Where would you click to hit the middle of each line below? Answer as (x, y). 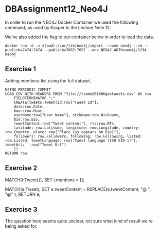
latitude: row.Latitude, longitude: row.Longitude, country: (77, 128)
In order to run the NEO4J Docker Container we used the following (72, 22)
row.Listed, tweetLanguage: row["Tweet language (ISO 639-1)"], (71, 140)
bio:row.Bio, (27, 119)
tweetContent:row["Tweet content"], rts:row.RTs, (65, 124)
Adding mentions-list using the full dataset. (48, 80)
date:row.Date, (29, 107)
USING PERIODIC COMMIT (28, 90)
